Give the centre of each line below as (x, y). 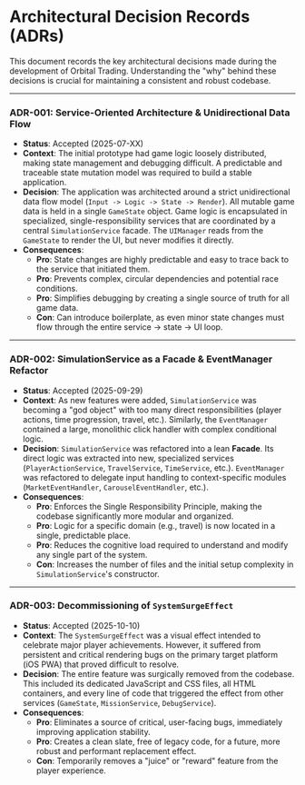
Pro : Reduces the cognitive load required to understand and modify (162, 545)
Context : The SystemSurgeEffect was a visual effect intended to (142, 635)
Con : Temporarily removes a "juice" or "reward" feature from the (157, 760)
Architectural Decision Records (130, 17)
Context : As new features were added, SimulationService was (139, 400)
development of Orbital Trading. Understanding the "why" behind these (143, 71)
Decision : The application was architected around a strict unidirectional (156, 192)
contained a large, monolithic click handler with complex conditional (149, 429)
